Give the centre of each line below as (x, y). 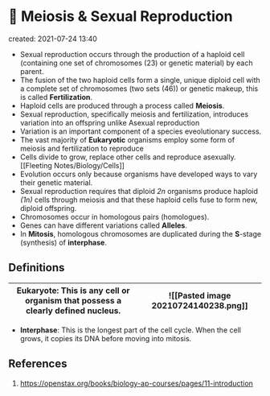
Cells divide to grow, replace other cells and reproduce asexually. (128, 157)
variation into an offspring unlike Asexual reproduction (110, 122)
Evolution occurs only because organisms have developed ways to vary (139, 174)
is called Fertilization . (56, 97)
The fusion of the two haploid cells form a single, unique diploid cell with (140, 80)
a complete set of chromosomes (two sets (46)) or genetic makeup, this (139, 89)
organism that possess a (74, 300)
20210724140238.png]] (200, 305)
